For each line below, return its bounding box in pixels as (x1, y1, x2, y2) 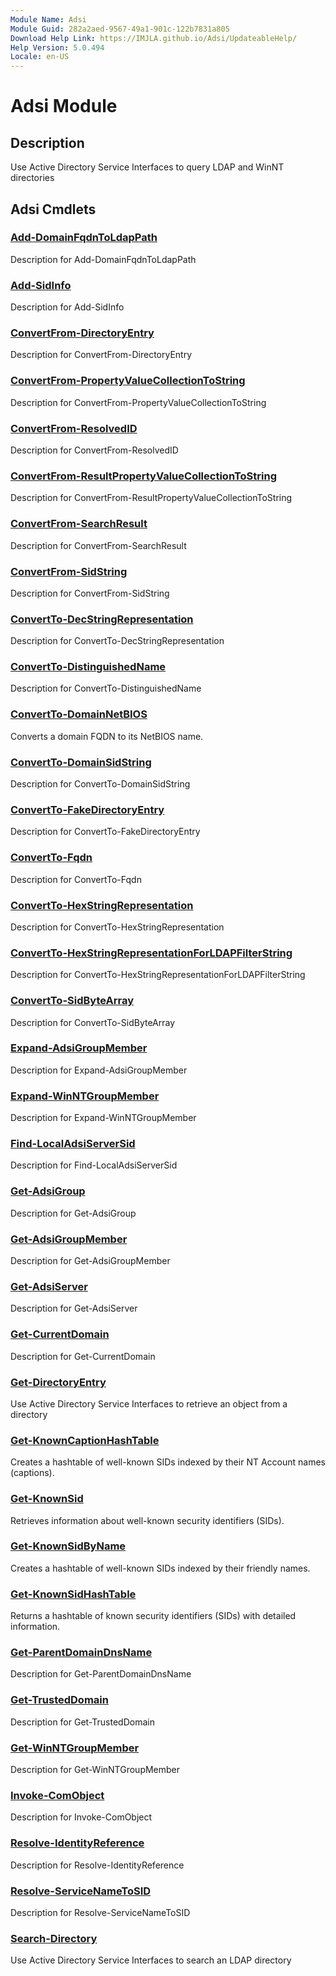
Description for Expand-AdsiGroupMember (10, 1064, 188, 1076)
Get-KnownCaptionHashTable (10, 1433, 160, 1447)
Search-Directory (10, 1931, 98, 1945)
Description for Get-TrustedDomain (10, 1716, 155, 1728)
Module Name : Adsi (10, 14, 87, 25)
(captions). (10, 1467, 55, 1479)
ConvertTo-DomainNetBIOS (10, 707, 148, 721)
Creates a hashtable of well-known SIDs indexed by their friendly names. (10, 1562, 311, 1574)
